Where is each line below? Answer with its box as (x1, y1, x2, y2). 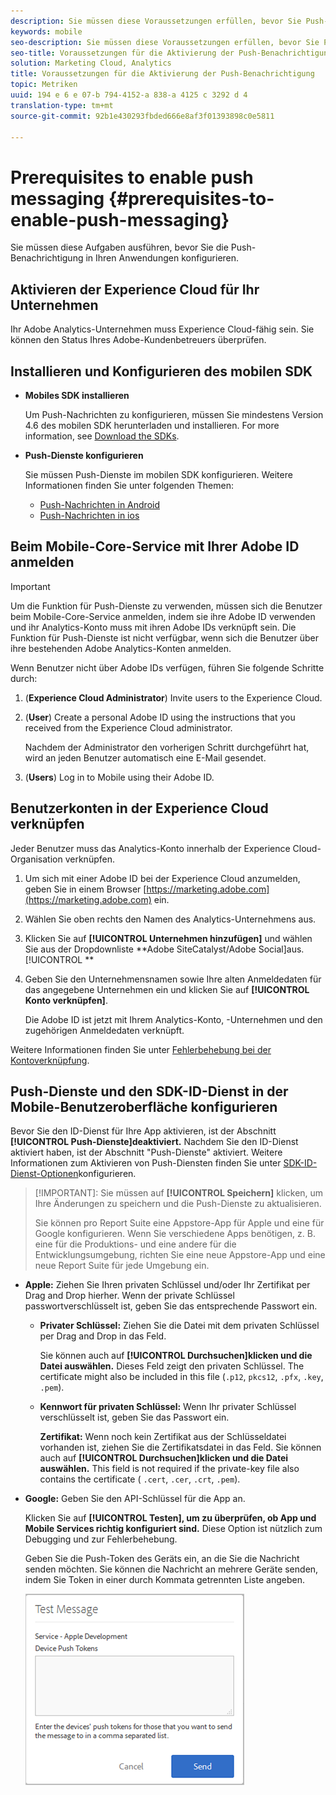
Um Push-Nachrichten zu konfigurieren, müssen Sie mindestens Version (24, 408, 324, 420)
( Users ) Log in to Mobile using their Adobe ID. (24, 771, 215, 783)
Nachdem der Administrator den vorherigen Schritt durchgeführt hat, (24, 741, 310, 753)
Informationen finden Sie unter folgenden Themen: (24, 479, 234, 491)
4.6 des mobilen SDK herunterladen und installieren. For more (24, 419, 280, 431)
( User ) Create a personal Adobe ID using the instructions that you (24, 711, 296, 723)
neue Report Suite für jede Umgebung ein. (34, 1260, 210, 1272)
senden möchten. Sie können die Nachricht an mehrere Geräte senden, (24, 1563, 319, 1575)
